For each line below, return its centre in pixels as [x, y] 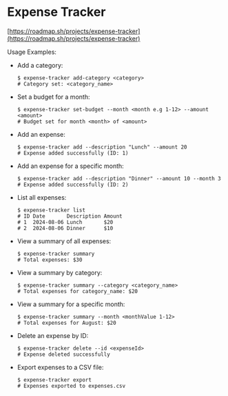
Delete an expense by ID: [53, 335]
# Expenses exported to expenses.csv [71, 386]
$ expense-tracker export [54, 380]
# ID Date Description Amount [70, 216]
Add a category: [40, 65]
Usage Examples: [32, 52]
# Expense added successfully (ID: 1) [73, 153]
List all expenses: [42, 197]
